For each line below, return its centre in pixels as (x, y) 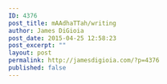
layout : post (30, 53)
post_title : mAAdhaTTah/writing (62, 23)
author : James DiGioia (46, 30)
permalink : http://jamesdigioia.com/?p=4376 (84, 61)
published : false (37, 68)
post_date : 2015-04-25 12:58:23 (62, 38)
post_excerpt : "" (37, 46)
